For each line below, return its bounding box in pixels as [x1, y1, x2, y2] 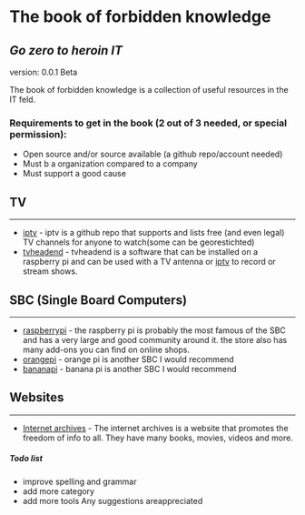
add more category [22, 485, 95, 497]
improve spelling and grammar [22, 476, 137, 487]
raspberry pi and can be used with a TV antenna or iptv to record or [22, 257, 277, 268]
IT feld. [9, 94, 36, 105]
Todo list [9, 453, 44, 464]
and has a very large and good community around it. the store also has [22, 334, 288, 345]
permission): [9, 127, 67, 140]
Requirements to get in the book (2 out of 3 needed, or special [9, 116, 288, 129]
